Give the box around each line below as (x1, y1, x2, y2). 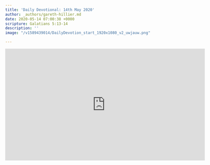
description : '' (5, 26, 39, 31)
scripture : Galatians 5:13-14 (5, 21, 68, 26)
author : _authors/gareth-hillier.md (5, 12, 81, 17)
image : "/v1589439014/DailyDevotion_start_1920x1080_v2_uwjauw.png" (5, 30, 151, 35)
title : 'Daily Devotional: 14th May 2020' (5, 7, 95, 12)
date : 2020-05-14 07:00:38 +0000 (5, 16, 75, 21)
